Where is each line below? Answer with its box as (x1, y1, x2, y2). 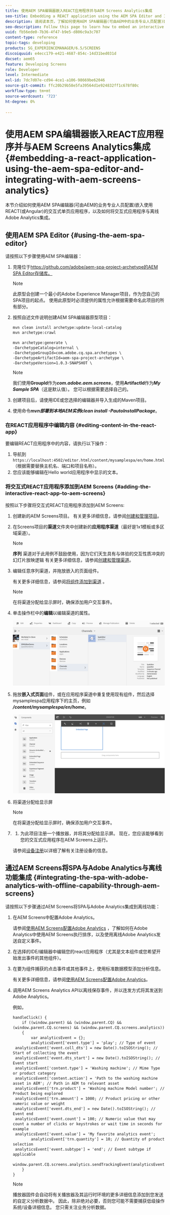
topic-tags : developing (5, 41, 56, 46)
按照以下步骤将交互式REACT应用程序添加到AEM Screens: (5, 502, 125, 508)
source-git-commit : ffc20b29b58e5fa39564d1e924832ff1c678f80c (5, 83, 139, 88)
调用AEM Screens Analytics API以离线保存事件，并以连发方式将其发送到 (12, 987, 163, 993)
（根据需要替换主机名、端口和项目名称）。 (12, 463, 100, 469)
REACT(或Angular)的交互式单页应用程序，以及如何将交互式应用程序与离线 (5, 208, 159, 214)
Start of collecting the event (12, 1050, 79, 1055)
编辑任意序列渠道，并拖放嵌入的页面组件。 (12, 568, 102, 574)
